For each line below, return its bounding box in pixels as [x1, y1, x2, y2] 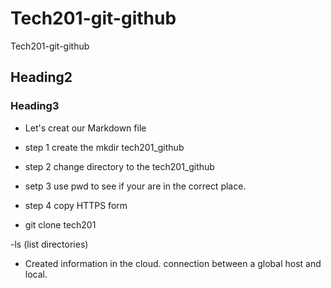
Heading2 [10, 69, 73, 86]
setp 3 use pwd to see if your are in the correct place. [24, 180, 247, 192]
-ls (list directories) [10, 238, 89, 250]
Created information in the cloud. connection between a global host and [24, 257, 322, 269]
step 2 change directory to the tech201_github [24, 160, 215, 172]
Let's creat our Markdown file [24, 122, 147, 134]
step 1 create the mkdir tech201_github [24, 141, 185, 153]
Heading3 [10, 99, 60, 113]
